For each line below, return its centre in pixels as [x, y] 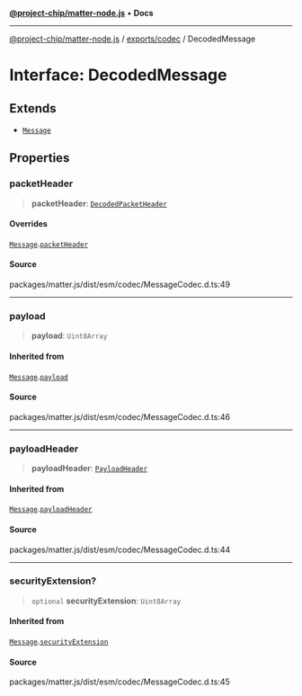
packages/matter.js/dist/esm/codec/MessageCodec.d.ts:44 [120, 549]
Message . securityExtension [59, 641]
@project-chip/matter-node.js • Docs [82, 13]
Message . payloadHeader [51, 509]
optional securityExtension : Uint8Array [106, 601]
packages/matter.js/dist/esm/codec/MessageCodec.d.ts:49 [120, 285]
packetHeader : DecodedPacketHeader [99, 203]
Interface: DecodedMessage [118, 75]
